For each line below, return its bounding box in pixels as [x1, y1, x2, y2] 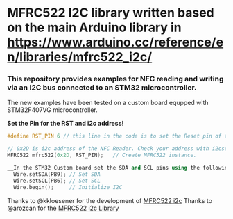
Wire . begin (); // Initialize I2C [13, 184, 123, 190]
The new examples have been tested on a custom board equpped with [7, 99, 209, 107]
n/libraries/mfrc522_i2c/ [7, 49, 153, 65]
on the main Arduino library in [7, 19, 182, 35]
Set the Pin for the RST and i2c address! [7, 120, 124, 128]
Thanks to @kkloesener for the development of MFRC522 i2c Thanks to [7, 196, 213, 204]
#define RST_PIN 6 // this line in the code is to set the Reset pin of [7, 133, 222, 140]
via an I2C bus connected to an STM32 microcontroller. [7, 83, 197, 92]
